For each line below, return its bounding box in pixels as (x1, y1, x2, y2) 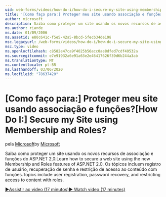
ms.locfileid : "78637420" (5, 72, 58, 77)
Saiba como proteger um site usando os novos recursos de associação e (5, 150, 154, 156)
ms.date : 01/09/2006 (5, 30, 48, 35)
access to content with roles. (5, 177, 64, 183)
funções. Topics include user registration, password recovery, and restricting (5, 171, 161, 177)
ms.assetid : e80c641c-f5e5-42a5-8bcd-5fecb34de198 (5, 35, 112, 40)
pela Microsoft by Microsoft (5, 141, 60, 147)
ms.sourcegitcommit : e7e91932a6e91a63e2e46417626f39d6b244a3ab (5, 53, 138, 58)
